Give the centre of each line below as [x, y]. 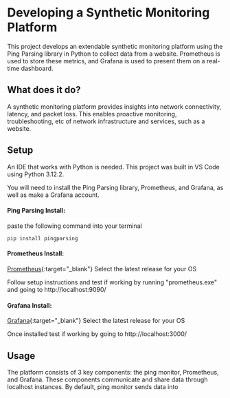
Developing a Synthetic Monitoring [108, 13]
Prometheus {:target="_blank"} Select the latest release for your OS [102, 269]
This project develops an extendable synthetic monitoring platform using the [115, 46]
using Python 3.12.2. [36, 174]
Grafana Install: [30, 305]
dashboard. [37, 68]
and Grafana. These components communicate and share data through [107, 379]
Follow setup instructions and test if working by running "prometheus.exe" [112, 282]
